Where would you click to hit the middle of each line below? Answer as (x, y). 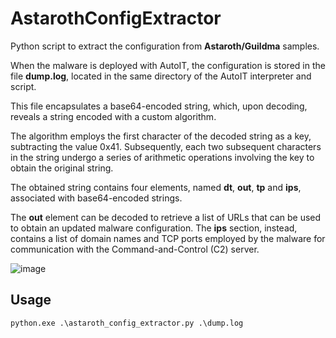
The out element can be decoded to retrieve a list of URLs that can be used (166, 217)
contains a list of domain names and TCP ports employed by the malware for (168, 238)
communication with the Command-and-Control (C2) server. (135, 249)
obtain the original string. (62, 168)
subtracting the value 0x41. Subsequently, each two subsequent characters (166, 146)
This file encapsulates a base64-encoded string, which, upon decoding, (159, 106)
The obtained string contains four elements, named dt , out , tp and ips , (156, 187)
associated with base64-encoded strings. (96, 198)
